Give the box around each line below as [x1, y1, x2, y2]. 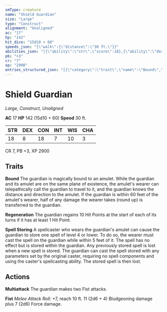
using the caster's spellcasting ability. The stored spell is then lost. [5, 258, 142, 264]
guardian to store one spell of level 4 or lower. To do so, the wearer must [5, 232, 154, 238]
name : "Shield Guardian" [5, 12, 57, 17]
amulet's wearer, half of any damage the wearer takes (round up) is [5, 197, 143, 203]
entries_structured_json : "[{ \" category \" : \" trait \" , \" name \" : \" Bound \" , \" [5, 68, 166, 73]
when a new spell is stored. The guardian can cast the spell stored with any [5, 247, 160, 254]
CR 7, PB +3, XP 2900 [5, 148, 50, 154]
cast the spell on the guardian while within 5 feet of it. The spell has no [5, 237, 150, 243]
